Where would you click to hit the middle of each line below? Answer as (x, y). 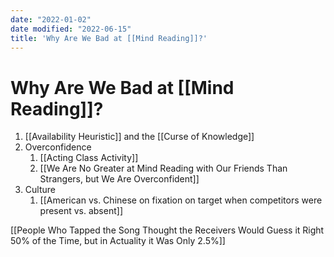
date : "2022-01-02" (51, 19)
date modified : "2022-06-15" (71, 29)
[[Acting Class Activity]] (89, 158)
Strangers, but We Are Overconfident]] (119, 179)
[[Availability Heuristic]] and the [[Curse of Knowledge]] (139, 137)
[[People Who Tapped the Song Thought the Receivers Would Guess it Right (167, 230)
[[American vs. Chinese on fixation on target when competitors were (181, 200)
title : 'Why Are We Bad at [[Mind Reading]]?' (109, 38)
